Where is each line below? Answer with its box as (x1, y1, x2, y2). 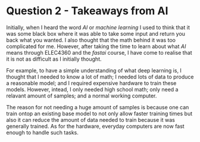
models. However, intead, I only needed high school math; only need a (6, 86, 179, 93)
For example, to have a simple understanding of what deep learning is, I (6, 67, 182, 74)
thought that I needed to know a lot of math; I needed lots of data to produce (6, 73, 194, 80)
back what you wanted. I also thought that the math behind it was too (6, 36, 176, 43)
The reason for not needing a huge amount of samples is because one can (6, 103, 189, 111)
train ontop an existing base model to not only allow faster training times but (6, 110, 193, 117)
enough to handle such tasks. (6, 129, 79, 136)
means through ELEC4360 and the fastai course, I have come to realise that (6, 49, 192, 56)
